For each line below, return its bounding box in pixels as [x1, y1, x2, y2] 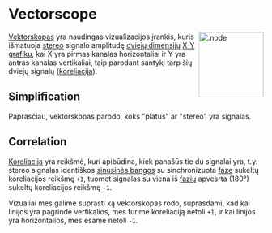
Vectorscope [8, 5, 97, 24]
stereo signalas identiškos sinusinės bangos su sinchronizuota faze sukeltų [8, 165, 259, 175]
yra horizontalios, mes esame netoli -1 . [8, 215, 138, 225]
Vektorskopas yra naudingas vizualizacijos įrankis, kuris [8, 32, 194, 41]
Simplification [8, 90, 81, 104]
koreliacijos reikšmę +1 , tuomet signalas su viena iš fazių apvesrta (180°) [8, 174, 249, 183]
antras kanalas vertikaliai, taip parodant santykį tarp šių [8, 58, 193, 67]
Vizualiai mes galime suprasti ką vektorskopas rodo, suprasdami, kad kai [8, 198, 251, 208]
